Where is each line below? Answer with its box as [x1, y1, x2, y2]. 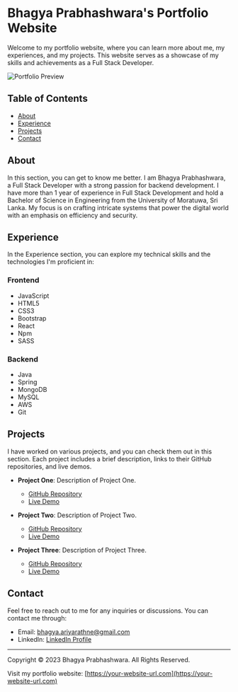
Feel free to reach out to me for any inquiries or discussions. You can [7, 606, 209, 615]
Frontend [7, 275, 40, 285]
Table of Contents [7, 93, 89, 105]
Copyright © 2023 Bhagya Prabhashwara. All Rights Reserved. [7, 655, 191, 664]
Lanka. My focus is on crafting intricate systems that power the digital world [7, 203, 229, 212]
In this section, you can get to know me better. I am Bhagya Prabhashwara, [7, 173, 226, 182]
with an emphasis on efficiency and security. [7, 211, 138, 219]
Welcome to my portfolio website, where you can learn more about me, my [7, 43, 225, 52]
